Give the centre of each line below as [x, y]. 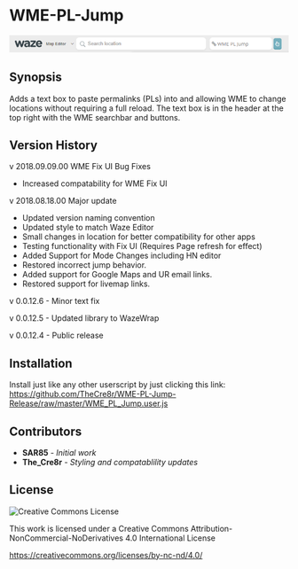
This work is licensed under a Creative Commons [99, 528]
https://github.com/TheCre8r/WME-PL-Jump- [93, 394]
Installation [41, 363]
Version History [53, 145]
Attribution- [212, 528]
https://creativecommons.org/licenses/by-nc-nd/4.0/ [106, 555]
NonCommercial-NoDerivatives [67, 538]
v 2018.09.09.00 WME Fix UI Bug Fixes [80, 167]
